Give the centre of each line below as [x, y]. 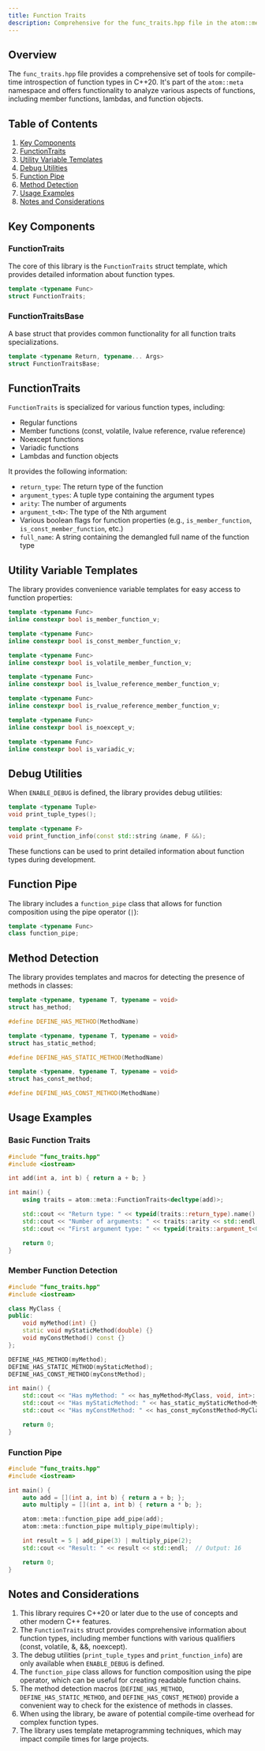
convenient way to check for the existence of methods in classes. [126, 1705]
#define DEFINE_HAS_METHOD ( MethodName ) [74, 1022]
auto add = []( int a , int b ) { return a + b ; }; [104, 1498]
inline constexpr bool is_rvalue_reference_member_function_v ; [114, 706]
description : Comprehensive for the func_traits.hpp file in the [118, 23]
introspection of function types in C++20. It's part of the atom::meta [134, 82]
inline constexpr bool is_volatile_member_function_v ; [100, 663]
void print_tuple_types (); [52, 815]
